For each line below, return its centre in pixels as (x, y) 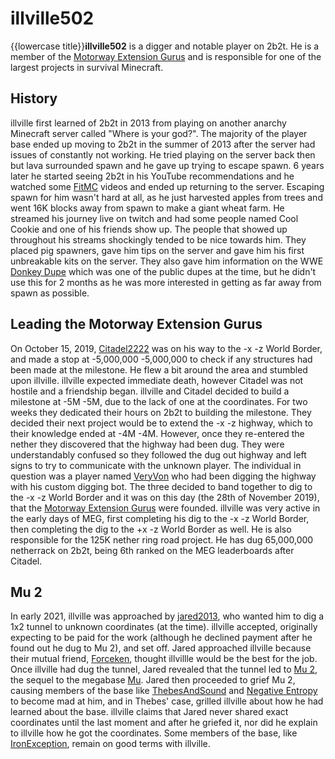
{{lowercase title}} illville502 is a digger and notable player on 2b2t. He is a (165, 46)
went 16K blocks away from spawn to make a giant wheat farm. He (147, 208)
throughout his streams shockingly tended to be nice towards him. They (158, 239)
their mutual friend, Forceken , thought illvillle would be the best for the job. (164, 659)
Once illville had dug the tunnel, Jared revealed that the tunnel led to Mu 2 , (164, 669)
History (34, 98)
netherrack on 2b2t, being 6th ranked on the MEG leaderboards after (152, 550)
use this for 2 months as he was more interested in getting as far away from (166, 282)
